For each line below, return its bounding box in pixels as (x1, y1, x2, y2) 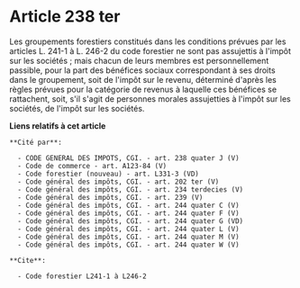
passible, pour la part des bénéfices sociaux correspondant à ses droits (9, 65, 277, 76)
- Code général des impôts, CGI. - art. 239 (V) (17, 193, 204, 202)
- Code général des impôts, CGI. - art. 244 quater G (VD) (17, 216, 244, 226)
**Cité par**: (9, 138, 63, 147)
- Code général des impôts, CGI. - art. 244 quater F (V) (17, 209, 241, 218)
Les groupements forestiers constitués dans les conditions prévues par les (9, 36, 286, 47)
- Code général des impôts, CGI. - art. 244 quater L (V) (17, 224, 241, 233)
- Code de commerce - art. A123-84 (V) (17, 161, 168, 170)
